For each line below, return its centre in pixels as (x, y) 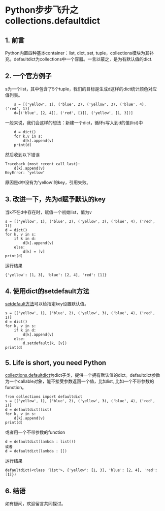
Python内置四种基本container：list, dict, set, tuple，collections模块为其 (77, 53)
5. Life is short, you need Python (56, 363)
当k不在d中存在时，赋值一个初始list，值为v (49, 212)
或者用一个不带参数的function (35, 432)
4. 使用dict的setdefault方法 (47, 291)
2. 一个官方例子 (28, 76)
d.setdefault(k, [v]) (45, 343)
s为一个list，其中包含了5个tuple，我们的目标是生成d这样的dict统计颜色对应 (81, 89)
